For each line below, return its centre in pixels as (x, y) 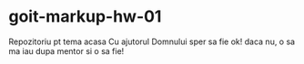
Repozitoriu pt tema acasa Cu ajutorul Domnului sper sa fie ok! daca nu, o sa (152, 41)
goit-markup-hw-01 (85, 17)
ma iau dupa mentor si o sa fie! (66, 50)
